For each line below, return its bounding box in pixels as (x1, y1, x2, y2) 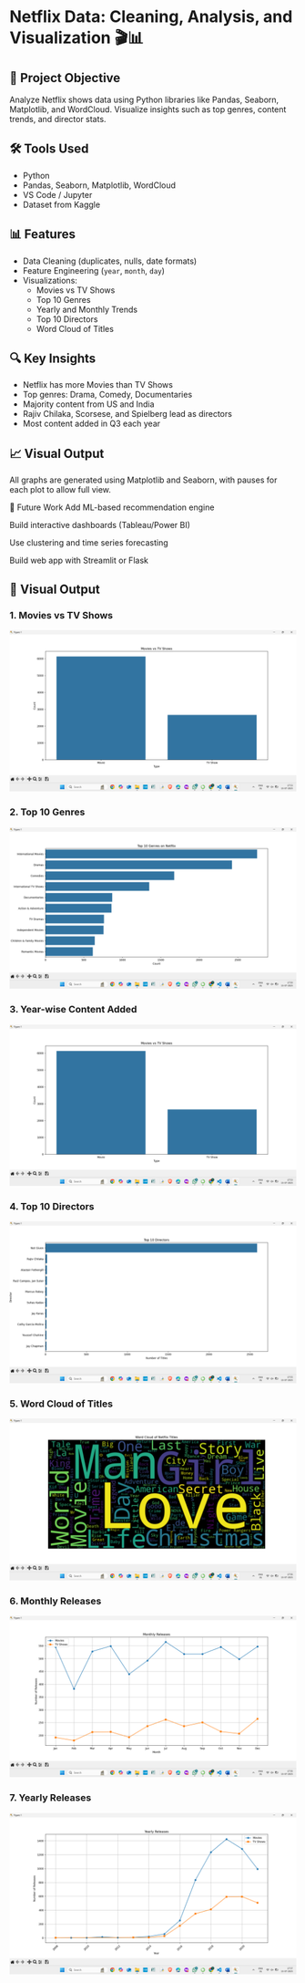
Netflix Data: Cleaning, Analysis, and (9, 6, 293, 27)
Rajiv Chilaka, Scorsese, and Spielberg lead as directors (22, 409, 232, 420)
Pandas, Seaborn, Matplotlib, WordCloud (22, 180, 176, 191)
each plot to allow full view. (9, 484, 112, 495)
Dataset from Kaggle (22, 199, 101, 210)
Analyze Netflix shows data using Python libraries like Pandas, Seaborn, (9, 94, 280, 105)
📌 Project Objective (9, 70, 121, 86)
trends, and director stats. (9, 114, 107, 124)
